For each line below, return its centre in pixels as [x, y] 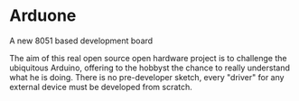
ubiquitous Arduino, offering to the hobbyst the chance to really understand [150, 68]
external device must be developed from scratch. [101, 87]
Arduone [43, 16]
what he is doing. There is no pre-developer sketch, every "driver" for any [147, 77]
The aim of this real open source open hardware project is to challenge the [148, 58]
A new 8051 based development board [81, 41]
